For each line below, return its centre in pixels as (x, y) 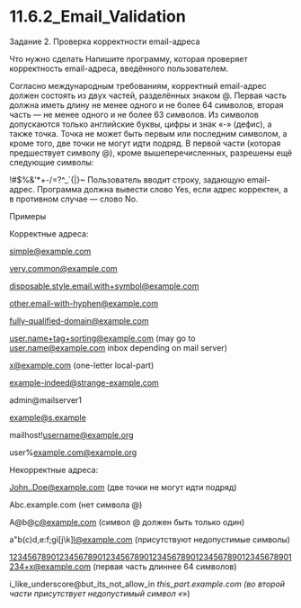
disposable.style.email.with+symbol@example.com (104, 286)
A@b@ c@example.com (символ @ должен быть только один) (127, 522)
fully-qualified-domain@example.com (80, 320)
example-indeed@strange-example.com (84, 382)
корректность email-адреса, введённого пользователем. (119, 68)
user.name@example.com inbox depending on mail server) (118, 347)
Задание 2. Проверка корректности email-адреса (105, 41)
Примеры (28, 216)
